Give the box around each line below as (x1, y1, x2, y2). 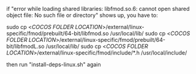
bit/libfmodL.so (6, 42, 45, 50)
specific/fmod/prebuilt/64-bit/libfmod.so (6, 30, 109, 37)
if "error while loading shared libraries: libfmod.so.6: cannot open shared (6, 5, 190, 12)
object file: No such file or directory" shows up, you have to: (6, 12, 158, 19)
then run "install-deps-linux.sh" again (6, 61, 101, 68)
